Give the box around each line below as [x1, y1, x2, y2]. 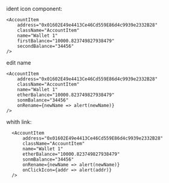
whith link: [6, 118, 32, 126]
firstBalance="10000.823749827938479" [17, 38, 115, 44]
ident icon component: [6, 5, 62, 12]
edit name [6, 59, 31, 66]
